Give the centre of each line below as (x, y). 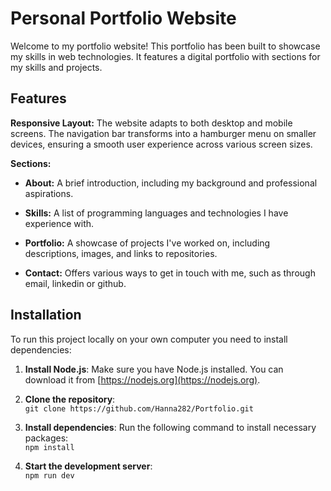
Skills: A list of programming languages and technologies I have (156, 213)
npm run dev (49, 475)
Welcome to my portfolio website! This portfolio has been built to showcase (165, 46)
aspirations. (49, 193)
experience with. (59, 223)
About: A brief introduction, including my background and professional (171, 183)
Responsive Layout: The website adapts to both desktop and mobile (151, 123)
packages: (46, 438)
